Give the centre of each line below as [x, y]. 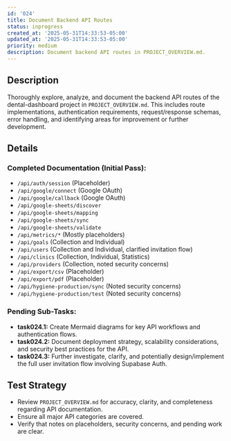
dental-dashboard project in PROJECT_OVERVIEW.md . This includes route [106, 104]
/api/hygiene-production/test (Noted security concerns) [99, 294]
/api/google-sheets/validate [59, 228]
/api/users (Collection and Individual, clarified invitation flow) [105, 250]
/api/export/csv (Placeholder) [61, 272]
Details [22, 149]
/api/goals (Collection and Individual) [71, 242]
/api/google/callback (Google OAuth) [71, 198]
